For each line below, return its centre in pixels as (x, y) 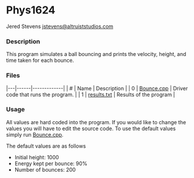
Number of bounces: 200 (45, 169)
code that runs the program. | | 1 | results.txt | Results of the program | (91, 95)
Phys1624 (31, 10)
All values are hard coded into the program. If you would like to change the (96, 122)
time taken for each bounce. (40, 60)
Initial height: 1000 (37, 157)
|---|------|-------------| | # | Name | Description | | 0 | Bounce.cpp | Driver (97, 88)
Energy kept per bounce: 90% (51, 163)
